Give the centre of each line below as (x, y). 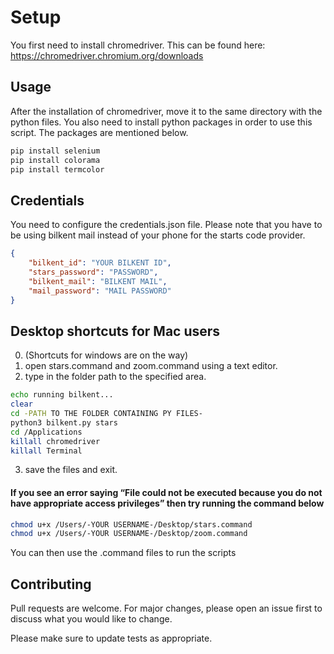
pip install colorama (55, 160)
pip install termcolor (57, 169)
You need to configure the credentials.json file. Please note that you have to (166, 225)
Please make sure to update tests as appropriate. (111, 638)
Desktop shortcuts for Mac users (115, 331)
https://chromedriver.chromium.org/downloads (107, 55)
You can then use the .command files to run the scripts (123, 553)
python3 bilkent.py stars (64, 422)
